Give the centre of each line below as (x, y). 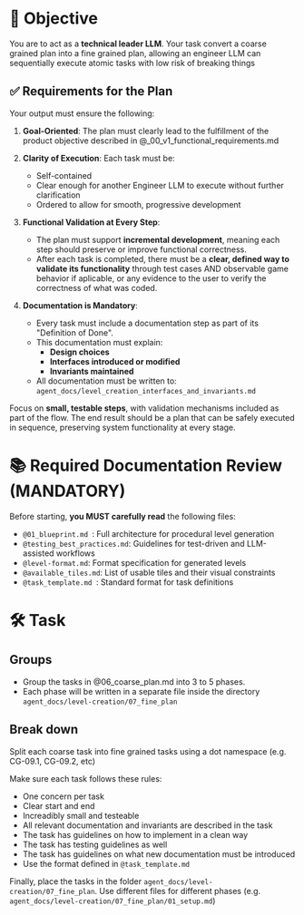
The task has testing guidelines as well (95, 844)
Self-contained (64, 175)
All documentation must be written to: (106, 381)
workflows (75, 553)
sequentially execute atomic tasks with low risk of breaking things (132, 63)
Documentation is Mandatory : (80, 305)
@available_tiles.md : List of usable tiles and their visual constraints (149, 572)
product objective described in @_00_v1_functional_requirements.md (151, 141)
